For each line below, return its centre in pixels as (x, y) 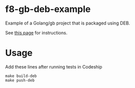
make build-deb (21, 76)
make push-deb (20, 80)
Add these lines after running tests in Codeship (54, 66)
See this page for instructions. (36, 32)
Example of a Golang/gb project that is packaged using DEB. (68, 23)
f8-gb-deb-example (48, 9)
